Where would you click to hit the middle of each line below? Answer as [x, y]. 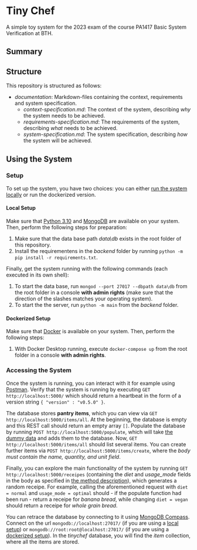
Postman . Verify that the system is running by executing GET [78, 389]
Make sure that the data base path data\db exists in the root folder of [98, 239]
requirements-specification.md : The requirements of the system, [101, 122]
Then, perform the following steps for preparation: [67, 227]
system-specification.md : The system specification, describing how [105, 134]
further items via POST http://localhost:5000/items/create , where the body [98, 450]
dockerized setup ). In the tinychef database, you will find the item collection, [98, 535]
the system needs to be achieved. [64, 116]
